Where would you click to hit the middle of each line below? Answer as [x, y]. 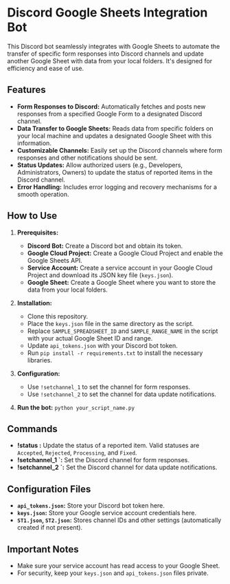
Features [26, 90]
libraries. [40, 360]
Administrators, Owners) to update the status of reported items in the [115, 172]
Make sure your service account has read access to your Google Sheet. [118, 566]
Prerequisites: [38, 232]
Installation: [35, 303]
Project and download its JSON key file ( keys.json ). [100, 275]
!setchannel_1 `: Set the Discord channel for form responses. [103, 460]
